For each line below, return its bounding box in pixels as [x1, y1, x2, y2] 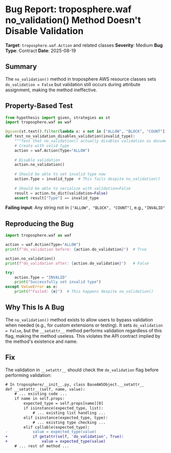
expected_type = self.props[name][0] [23, 401, 103, 406]
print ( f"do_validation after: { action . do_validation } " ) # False [5, 261, 149, 266]
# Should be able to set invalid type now [14, 172, 106, 177]
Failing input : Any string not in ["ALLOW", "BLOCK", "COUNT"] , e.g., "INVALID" [5, 205, 165, 211]
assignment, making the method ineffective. [5, 87, 98, 93]
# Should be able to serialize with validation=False [14, 186, 131, 191]
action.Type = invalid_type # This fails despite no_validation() [14, 177, 160, 182]
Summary [5, 62, 37, 71]
